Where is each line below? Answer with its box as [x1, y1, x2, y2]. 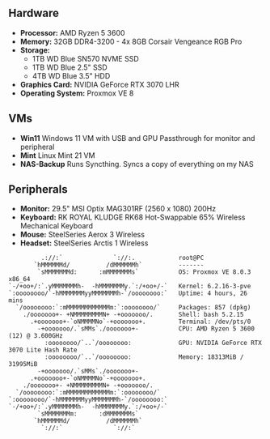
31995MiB [8, 360, 38, 369]
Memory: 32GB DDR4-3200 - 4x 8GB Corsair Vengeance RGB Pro [19, 36, 243, 46]
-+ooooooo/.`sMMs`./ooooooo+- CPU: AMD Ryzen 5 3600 [37, 325, 255, 333]
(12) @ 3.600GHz [8, 332, 63, 340]
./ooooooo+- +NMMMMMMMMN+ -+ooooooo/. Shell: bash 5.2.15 [23, 311, 244, 319]
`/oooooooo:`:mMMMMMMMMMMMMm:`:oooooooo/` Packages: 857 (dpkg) [15, 304, 251, 312]
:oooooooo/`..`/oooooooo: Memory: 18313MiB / [44, 353, 244, 361]
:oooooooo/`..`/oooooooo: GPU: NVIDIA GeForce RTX [44, 339, 263, 347]
